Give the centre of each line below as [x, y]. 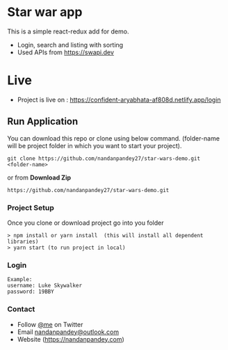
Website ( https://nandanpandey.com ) [71, 339]
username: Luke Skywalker [44, 286]
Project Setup [31, 207]
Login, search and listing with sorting [70, 45]
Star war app [45, 12]
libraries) [23, 241]
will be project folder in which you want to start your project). [95, 145]
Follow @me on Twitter [50, 324]
